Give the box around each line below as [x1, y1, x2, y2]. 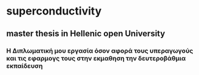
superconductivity [6, 4, 102, 18]
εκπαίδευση [6, 62, 43, 70]
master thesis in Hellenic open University [6, 28, 166, 39]
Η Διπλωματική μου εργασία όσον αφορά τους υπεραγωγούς [6, 47, 194, 55]
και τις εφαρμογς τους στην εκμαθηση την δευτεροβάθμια [6, 54, 186, 62]
